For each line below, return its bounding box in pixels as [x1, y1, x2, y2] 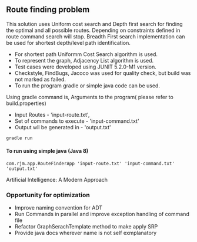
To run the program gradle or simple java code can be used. [14, 82, 161, 89]
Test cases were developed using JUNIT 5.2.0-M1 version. [14, 63, 157, 70]
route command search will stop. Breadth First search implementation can [6, 32, 185, 40]
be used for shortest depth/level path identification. [6, 39, 131, 46]
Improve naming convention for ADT [14, 204, 103, 211]
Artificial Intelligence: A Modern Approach [6, 176, 108, 184]
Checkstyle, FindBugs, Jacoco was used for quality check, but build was [14, 69, 191, 76]
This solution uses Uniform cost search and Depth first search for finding [6, 20, 183, 27]
